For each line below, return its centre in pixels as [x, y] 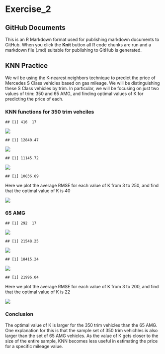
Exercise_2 [28, 9]
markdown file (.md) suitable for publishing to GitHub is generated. [74, 50]
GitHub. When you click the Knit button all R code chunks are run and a [78, 45]
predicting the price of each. [34, 99]
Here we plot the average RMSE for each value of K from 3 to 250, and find [82, 186]
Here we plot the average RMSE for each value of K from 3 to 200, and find [82, 287]
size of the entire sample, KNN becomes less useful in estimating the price [82, 341]
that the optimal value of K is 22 [38, 292]
